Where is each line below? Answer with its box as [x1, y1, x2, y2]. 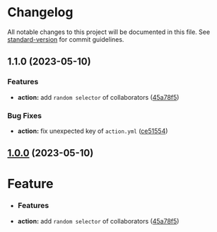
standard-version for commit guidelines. [7, 35, 124, 43]
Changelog [7, 4, 74, 21]
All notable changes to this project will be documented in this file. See [7, 28, 211, 36]
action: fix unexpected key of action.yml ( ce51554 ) [17, 127, 168, 135]
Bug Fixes [7, 110, 42, 120]
